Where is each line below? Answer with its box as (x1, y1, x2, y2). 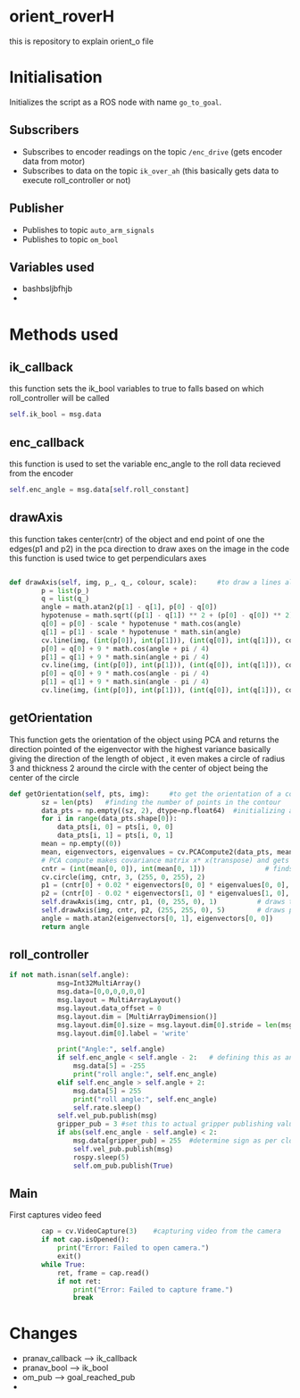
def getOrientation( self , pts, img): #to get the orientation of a (9, 789, 281, 799)
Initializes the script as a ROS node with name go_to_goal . (9, 96, 222, 107)
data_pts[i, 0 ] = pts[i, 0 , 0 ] (56, 823, 174, 832)
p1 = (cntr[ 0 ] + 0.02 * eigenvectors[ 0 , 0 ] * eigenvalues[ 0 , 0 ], (41, 881, 290, 890)
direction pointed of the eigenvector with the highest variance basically (9, 743, 271, 754)
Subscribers (9, 122, 79, 138)
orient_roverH (9, 6, 115, 27)
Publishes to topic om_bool (21, 234, 119, 245)
